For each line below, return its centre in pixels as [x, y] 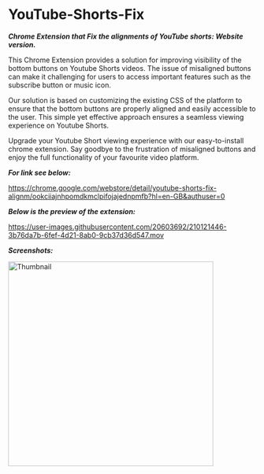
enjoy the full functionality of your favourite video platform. [104, 157]
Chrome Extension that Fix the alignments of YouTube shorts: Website [126, 36]
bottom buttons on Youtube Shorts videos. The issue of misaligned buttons [130, 68]
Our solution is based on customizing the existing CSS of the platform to [125, 100]
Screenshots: [31, 250]
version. [22, 44]
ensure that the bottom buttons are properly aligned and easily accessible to [132, 109]
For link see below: [39, 172]
